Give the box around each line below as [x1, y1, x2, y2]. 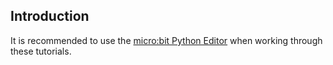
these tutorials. [10, 45, 72, 57]
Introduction [10, 8, 90, 25]
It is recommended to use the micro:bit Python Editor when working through [10, 34, 323, 46]
